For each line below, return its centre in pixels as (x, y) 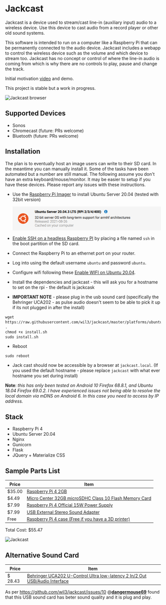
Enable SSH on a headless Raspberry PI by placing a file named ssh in (83, 238)
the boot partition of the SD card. (46, 244)
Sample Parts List (33, 471)
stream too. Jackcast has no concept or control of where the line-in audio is (82, 58)
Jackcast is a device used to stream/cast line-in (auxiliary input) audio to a (81, 22)
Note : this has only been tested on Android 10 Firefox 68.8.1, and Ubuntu (79, 386)
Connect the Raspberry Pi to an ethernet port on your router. (74, 253)
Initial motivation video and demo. (40, 78)
